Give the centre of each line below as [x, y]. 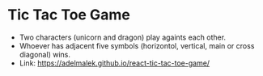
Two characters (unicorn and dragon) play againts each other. [123, 37]
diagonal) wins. [45, 54]
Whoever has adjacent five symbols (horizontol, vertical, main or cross [137, 45]
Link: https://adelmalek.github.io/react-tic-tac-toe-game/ [115, 63]
